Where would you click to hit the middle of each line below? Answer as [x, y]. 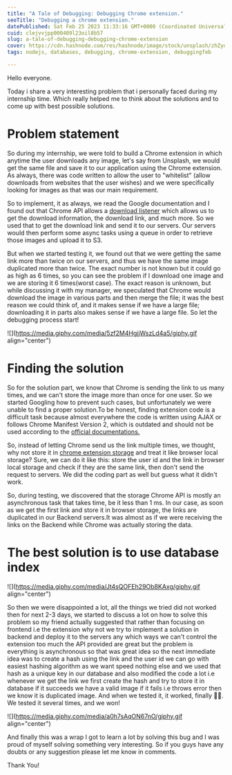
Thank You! [23, 765]
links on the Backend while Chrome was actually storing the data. [100, 525]
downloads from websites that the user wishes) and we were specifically [111, 182]
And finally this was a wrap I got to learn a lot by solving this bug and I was [113, 737]
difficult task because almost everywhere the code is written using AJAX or [114, 417]
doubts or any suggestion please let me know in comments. [92, 751]
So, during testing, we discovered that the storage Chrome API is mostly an [114, 495]
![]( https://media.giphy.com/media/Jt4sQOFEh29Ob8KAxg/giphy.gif [104, 586]
